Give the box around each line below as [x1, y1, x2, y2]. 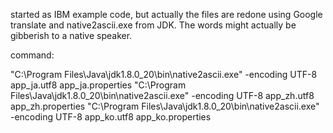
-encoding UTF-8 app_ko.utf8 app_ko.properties [10, 111, 212, 123]
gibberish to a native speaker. [10, 30, 133, 41]
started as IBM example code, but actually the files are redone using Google [10, 9, 323, 20]
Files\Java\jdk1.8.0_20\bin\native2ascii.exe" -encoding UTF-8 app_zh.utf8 [10, 90, 315, 101]
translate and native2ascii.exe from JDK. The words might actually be [10, 19, 297, 31]
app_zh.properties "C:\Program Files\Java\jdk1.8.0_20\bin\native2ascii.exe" [10, 100, 320, 112]
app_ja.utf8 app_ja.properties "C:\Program [10, 79, 187, 91]
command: [10, 49, 55, 61]
